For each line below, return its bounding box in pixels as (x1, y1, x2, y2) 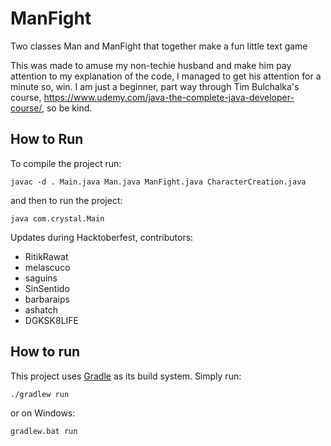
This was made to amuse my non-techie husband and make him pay (10, 59, 292, 71)
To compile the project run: (10, 157, 122, 169)
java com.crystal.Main (10, 213, 105, 224)
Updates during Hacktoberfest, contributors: (10, 231, 194, 243)
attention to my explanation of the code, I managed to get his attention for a (10, 70, 322, 82)
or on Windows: (10, 407, 76, 419)
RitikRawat (24, 250, 69, 262)
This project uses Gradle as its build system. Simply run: (10, 370, 242, 382)
